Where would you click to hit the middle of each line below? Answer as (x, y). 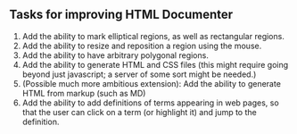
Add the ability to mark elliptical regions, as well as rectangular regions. (153, 36)
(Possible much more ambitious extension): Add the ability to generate (151, 83)
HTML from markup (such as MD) (84, 93)
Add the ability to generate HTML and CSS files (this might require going (155, 64)
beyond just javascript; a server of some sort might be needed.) (139, 74)
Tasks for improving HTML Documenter (121, 15)
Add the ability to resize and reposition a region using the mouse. (142, 46)
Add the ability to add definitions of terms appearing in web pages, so (150, 103)
